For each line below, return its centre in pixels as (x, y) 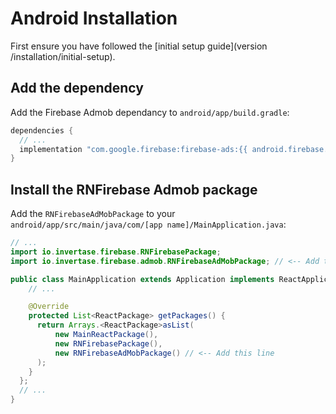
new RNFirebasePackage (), (108, 343)
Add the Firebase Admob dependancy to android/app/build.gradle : (150, 112)
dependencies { (42, 130)
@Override (49, 307)
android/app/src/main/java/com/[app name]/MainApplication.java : (148, 224)
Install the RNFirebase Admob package (134, 189)
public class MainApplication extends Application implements (142, 279)
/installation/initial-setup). (63, 56)
